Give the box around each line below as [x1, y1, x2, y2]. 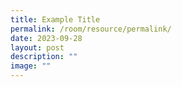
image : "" [10, 61, 52, 71]
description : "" [10, 52, 78, 62]
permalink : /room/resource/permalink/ [10, 24, 172, 34]
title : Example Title [10, 14, 101, 25]
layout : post [10, 42, 65, 53]
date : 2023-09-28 [10, 33, 83, 43]
